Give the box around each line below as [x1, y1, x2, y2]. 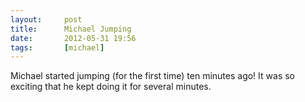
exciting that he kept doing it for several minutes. [10, 81, 212, 93]
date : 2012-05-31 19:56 [10, 33, 137, 43]
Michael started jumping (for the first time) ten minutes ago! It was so [10, 70, 295, 82]
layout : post [10, 14, 83, 25]
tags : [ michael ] [10, 42, 105, 53]
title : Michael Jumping [10, 24, 132, 34]
